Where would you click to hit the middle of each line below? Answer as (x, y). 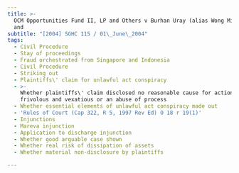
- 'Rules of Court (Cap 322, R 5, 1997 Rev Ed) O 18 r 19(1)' (108, 113)
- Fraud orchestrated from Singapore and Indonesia (92, 60)
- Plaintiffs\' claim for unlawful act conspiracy (90, 80)
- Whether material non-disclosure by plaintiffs (89, 152)
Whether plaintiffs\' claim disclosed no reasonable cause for (116, 93)
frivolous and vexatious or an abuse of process (94, 100)
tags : (15, 40)
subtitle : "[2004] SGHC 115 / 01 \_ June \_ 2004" (78, 34)
